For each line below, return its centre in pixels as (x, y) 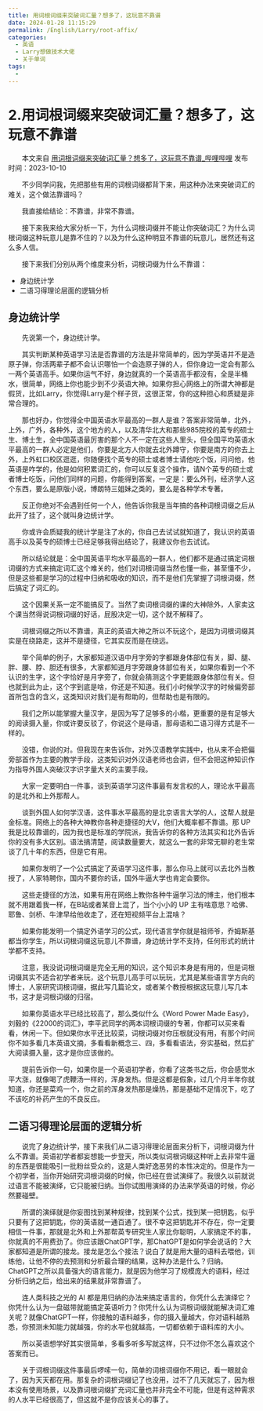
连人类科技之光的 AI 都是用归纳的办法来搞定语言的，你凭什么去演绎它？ (137, 1298)
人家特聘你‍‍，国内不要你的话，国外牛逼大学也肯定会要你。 (121, 878)
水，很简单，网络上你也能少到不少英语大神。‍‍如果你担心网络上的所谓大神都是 (131, 384)
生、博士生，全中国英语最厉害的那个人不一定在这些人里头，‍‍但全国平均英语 (128, 439)
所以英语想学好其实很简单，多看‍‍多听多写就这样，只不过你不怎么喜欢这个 (138, 1344)
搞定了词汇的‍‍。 (39, 588)
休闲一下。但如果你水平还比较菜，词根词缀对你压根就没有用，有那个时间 (138, 1034)
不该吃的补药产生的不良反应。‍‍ (56, 1099)
